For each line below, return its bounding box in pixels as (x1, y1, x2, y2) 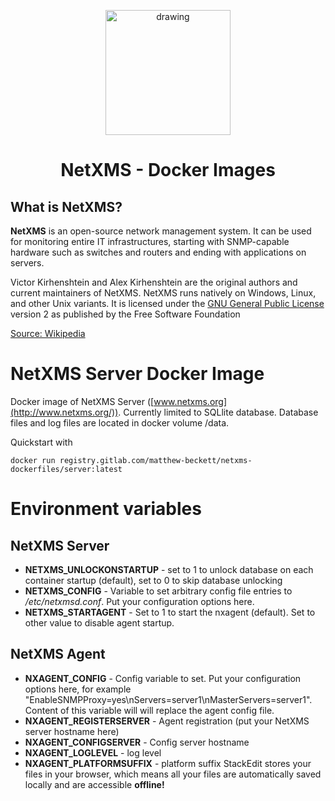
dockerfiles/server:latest (10, 464, 123, 474)
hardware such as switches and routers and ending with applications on (10, 246, 307, 258)
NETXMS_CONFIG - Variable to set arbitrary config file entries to (24, 585, 293, 597)
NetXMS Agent (10, 646, 106, 663)
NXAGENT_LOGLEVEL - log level (24, 746, 162, 759)
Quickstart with (10, 436, 73, 448)
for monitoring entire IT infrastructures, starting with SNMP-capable (10, 236, 290, 247)
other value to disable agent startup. (24, 616, 175, 629)
